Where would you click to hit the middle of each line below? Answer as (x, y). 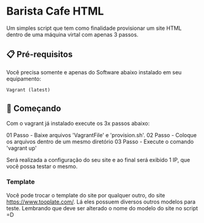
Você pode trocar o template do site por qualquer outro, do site (86, 195)
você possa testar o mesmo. (42, 166)
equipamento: (24, 79)
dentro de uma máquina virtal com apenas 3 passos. (72, 34)
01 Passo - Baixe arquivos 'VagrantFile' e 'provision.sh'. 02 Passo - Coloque (102, 135)
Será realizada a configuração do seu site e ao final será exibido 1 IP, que (98, 160)
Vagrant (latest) (28, 90)
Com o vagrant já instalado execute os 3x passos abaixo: (78, 123)
